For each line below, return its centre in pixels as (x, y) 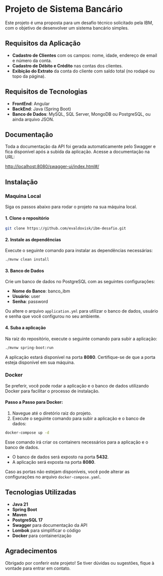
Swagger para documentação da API (50, 525)
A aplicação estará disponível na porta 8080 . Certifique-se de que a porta (80, 357)
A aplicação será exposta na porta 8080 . (54, 462)
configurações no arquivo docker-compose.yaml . (53, 477)
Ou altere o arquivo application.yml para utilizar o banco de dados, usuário (82, 311)
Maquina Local (23, 196)
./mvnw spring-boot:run (29, 348)
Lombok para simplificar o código (46, 530)
